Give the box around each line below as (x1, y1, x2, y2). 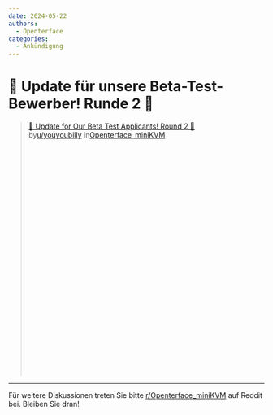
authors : (8, 20, 38, 28)
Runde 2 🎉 (84, 94, 154, 113)
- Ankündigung (15, 42, 63, 50)
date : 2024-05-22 (8, 11, 67, 20)
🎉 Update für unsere (8, 77, 147, 96)
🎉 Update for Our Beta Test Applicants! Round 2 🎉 (28, 121, 195, 131)
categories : (8, 34, 49, 43)
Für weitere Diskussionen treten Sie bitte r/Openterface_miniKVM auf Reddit (8, 391, 262, 400)
